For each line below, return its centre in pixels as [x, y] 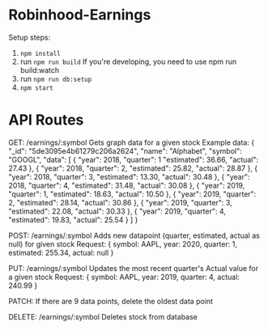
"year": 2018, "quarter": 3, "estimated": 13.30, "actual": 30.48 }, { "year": [129, 176]
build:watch [40, 70]
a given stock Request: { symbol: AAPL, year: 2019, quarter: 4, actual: [124, 277]
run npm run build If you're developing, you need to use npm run [128, 61]
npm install [40, 53]
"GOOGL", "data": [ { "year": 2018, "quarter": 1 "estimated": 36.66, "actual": [134, 159]
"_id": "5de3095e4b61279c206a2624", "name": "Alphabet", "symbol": [125, 150]
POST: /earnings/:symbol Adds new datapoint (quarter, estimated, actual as [134, 235]
